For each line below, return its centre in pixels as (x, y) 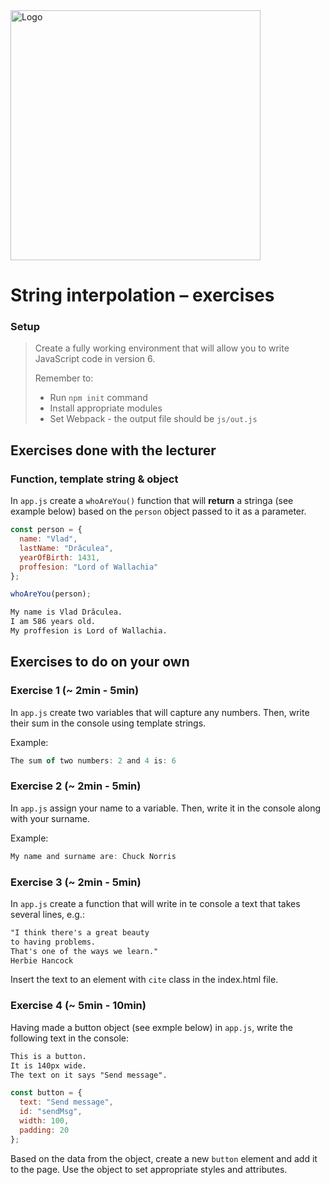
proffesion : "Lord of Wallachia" (89, 567)
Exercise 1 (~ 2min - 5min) (75, 691)
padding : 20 (44, 1130)
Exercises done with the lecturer (113, 450)
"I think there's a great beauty (80, 932)
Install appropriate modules (106, 408)
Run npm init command (98, 398)
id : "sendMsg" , (51, 1112)
